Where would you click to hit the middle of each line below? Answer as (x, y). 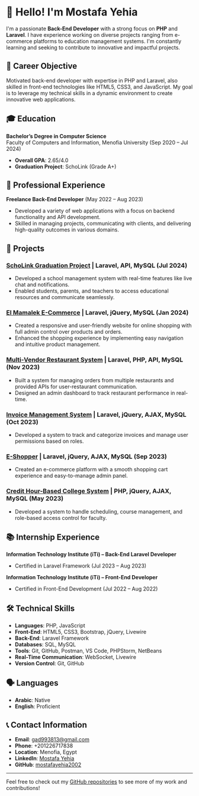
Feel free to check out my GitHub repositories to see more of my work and (97, 781)
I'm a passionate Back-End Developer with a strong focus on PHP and (92, 28)
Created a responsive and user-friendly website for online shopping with (103, 325)
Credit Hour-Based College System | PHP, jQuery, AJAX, (89, 491)
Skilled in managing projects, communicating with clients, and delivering (103, 223)
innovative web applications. (41, 99)
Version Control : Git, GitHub (49, 664)
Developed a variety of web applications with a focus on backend (94, 211)
